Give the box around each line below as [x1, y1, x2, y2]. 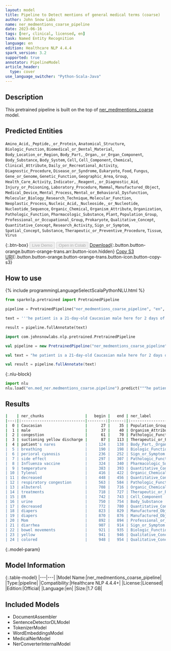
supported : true [5, 55, 40, 60]
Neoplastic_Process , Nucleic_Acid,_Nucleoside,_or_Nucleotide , [5, 200, 139, 206]
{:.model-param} [5, 546, 41, 552]
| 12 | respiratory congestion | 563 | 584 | [5, 480, 129, 485]
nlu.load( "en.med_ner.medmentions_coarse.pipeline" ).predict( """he [5, 386, 152, 391]
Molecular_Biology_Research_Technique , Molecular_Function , [5, 195, 132, 201]
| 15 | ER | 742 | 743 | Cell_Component [5, 494, 163, 499]
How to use [5, 274, 42, 283]
